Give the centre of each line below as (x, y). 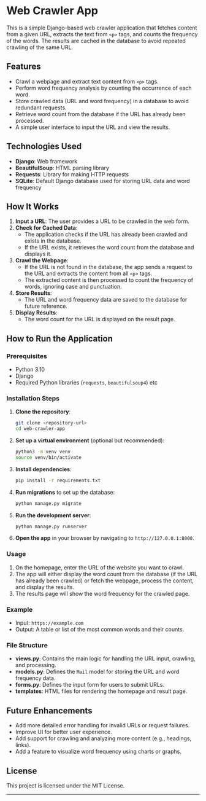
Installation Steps (33, 398)
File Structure (27, 645)
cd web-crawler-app (40, 429)
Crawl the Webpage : (42, 260)
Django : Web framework (46, 161)
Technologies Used (44, 147)
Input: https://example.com (49, 623)
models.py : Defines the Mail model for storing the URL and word (97, 672)
